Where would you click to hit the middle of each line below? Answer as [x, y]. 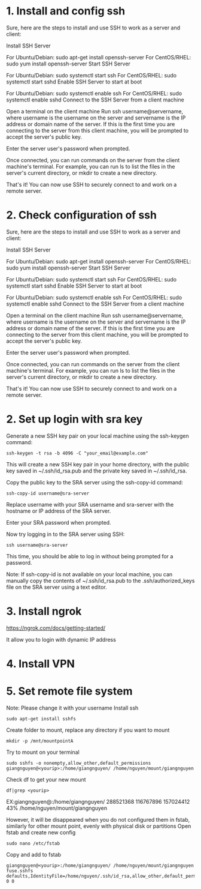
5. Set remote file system [69, 691]
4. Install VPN [40, 664]
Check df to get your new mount [46, 779]
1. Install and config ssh [66, 11]
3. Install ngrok [44, 611]
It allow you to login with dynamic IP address [61, 639]
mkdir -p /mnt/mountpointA [40, 741]
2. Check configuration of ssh [82, 215]
